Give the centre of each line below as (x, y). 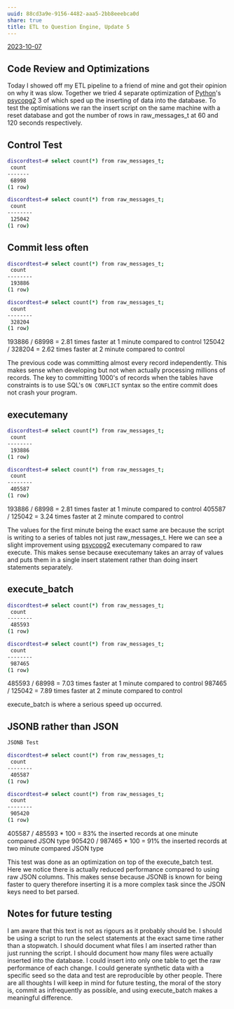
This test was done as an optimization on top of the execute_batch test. (110, 862)
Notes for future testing (60, 914)
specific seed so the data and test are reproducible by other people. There (115, 975)
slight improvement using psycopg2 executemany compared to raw (104, 544)
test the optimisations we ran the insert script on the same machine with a (114, 108)
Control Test (35, 145)
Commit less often (48, 248)
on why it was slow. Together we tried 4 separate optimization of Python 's (114, 93)
